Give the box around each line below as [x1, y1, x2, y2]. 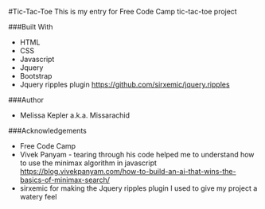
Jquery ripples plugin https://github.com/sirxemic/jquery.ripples [19, 79, 230, 89]
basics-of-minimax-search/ [19, 175, 110, 184]
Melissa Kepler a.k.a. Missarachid [19, 110, 130, 120]
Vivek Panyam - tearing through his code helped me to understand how [19, 150, 255, 159]
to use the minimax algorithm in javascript [19, 158, 158, 168]
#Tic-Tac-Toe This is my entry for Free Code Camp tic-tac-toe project [8, 7, 237, 16]
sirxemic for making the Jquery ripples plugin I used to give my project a [19, 184, 258, 193]
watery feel [19, 192, 57, 201]
